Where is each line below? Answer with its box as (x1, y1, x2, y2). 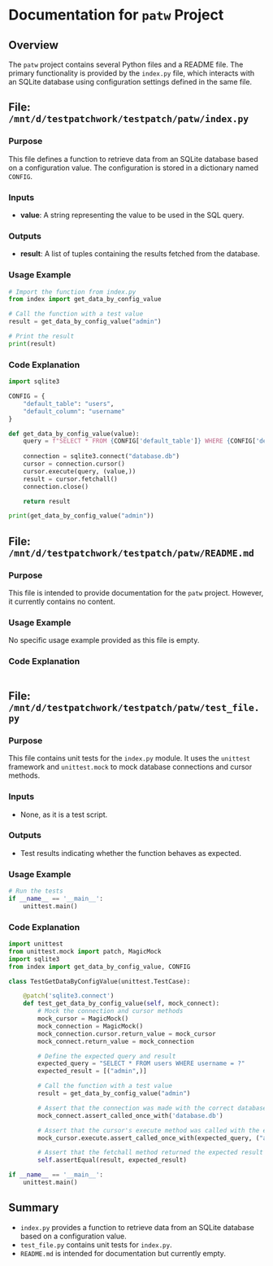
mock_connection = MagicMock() (37, 1022, 144, 1030)
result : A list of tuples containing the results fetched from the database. (19, 249, 260, 259)
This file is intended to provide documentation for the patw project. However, (8, 587, 264, 597)
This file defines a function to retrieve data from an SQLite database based (8, 154, 258, 164)
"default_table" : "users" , (23, 399, 115, 408)
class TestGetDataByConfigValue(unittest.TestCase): (8, 977, 191, 985)
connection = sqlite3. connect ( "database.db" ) (23, 452, 180, 461)
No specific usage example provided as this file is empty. (8, 635, 200, 645)
